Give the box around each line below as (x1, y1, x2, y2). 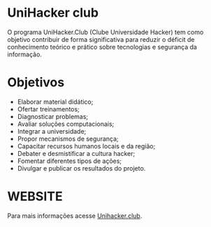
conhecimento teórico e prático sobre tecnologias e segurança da (7, 42, 198, 51)
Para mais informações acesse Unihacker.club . (7, 211, 143, 220)
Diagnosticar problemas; (17, 112, 89, 120)
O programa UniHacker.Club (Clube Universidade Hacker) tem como (7, 28, 204, 36)
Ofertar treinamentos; (17, 104, 80, 113)
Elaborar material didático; (17, 97, 94, 106)
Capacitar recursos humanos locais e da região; (17, 141, 156, 150)
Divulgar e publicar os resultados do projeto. (17, 164, 146, 172)
